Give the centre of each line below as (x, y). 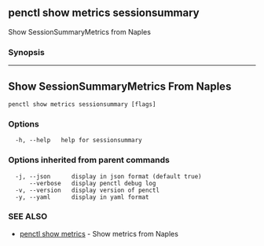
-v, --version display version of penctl (87, 190)
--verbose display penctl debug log (92, 183)
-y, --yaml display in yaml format (82, 197)
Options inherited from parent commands (89, 160)
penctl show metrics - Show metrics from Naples (99, 233)
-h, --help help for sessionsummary (79, 141)
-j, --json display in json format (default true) (108, 176)
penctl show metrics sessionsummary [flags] (82, 104)
